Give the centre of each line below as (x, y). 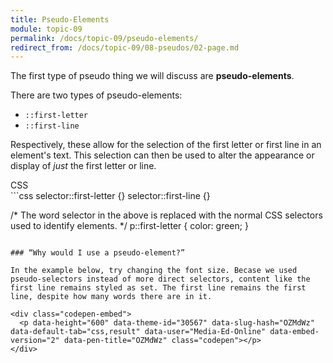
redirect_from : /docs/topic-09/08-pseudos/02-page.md (125, 47)
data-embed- (294, 332)
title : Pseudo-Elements (60, 19)
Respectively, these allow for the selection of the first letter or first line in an (166, 145)
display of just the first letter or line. (83, 166)
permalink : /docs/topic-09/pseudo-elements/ (104, 38)
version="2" (35, 341)
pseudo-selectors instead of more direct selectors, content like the (160, 279)
